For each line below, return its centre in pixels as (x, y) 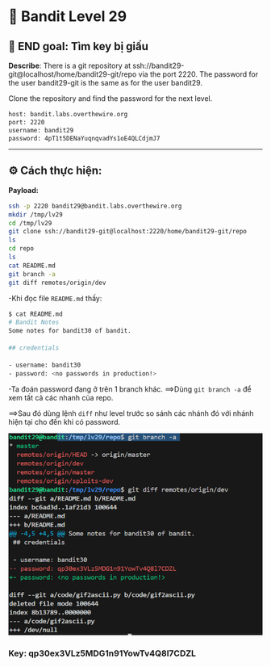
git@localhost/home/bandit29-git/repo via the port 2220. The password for (133, 74)
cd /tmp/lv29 (30, 223)
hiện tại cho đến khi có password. (65, 422)
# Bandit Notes (34, 322)
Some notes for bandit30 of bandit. (70, 331)
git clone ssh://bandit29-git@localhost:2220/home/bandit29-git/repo (128, 232)
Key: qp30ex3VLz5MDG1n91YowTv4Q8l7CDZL (102, 653)
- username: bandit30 (45, 365)
